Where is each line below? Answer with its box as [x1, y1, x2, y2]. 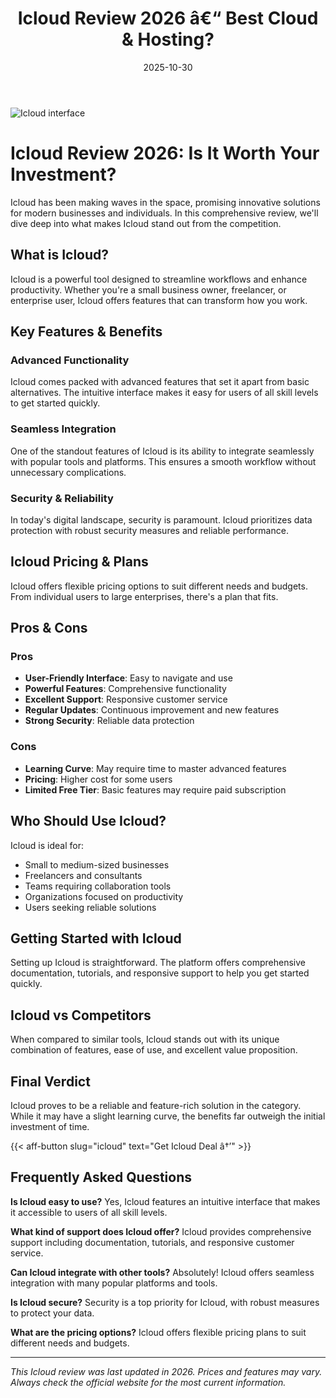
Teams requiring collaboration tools [24, 880, 172, 892]
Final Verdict [10, 1073, 91, 1090]
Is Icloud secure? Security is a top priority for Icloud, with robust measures [10, 1296, 320, 1308]
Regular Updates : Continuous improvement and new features [24, 704, 280, 716]
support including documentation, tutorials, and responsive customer [10, 1236, 295, 1248]
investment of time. [10, 1121, 90, 1133]
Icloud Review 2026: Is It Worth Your [10, 142, 320, 165]
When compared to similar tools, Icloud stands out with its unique [10, 1033, 280, 1046]
